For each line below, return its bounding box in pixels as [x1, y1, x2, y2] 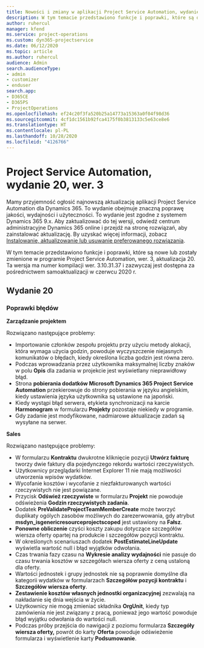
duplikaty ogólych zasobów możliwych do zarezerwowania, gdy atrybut [15, 512, 195, 520]
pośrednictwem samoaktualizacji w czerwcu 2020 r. [6, 268, 137, 275]
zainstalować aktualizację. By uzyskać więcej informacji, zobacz [6, 230, 168, 238]
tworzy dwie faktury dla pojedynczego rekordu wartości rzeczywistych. [15, 460, 195, 468]
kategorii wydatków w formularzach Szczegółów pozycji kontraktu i [15, 577, 187, 584]
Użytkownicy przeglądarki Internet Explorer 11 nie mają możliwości [15, 467, 182, 474]
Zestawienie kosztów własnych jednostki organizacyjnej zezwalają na [15, 590, 195, 597]
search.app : [6, 88, 36, 94]
